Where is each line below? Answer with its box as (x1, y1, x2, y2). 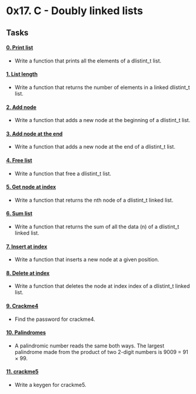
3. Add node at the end (6, 130, 63, 137)
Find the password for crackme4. (14, 316, 95, 323)
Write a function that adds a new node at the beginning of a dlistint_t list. (14, 117, 191, 124)
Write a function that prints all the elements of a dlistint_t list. (14, 57, 162, 64)
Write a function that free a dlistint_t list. (14, 170, 112, 177)
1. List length (6, 71, 38, 78)
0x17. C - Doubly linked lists (6, 4, 143, 18)
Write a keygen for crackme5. (14, 382, 87, 389)
